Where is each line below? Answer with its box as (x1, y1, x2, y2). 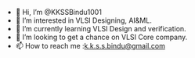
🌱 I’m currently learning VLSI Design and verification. (15, 24, 186, 33)
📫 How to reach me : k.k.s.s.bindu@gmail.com (15, 42, 166, 50)
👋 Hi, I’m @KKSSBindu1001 (15, 8, 102, 16)
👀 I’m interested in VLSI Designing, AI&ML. (15, 16, 153, 25)
